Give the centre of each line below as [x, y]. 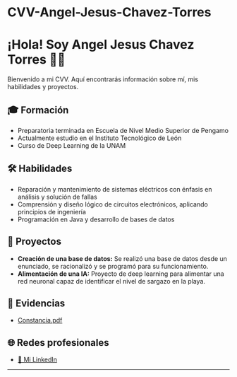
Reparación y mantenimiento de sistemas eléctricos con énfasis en [115, 189]
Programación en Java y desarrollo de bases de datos [96, 219]
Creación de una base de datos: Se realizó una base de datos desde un [122, 258]
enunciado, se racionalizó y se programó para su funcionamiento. [113, 266]
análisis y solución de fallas [57, 197]
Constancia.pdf [40, 320]
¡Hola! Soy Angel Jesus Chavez [101, 45]
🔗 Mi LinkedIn [37, 360]
